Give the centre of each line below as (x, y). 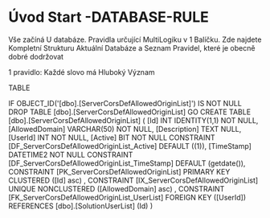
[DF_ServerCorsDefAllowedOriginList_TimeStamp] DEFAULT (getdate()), (127, 163)
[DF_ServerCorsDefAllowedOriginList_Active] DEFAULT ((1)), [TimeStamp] (130, 146)
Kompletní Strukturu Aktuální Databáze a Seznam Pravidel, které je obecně (132, 47)
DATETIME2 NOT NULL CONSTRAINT (71, 154)
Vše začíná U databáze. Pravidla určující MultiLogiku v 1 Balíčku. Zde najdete (135, 39)
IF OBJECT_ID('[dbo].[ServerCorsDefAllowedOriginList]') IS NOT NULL (125, 103)
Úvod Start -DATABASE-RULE (108, 17)
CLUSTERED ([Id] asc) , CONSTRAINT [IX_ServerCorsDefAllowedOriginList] (133, 180)
